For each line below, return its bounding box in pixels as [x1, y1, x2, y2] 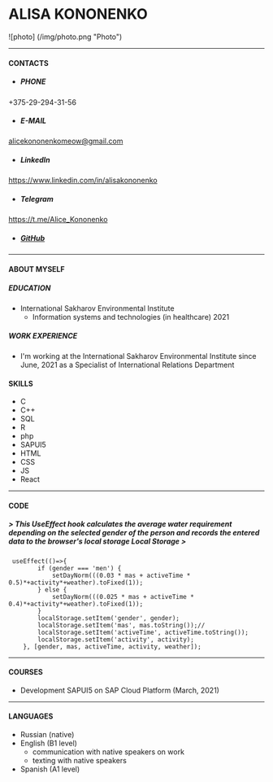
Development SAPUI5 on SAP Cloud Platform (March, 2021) [19, 685, 219, 695]
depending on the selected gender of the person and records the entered [8, 528, 260, 538]
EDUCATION [8, 282, 51, 293]
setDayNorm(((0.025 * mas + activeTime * [51, 592, 195, 601]
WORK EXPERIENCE [8, 330, 78, 340]
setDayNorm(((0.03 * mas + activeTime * [51, 571, 191, 579]
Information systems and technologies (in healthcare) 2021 [32, 312, 230, 321]
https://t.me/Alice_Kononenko [8, 215, 108, 225]
